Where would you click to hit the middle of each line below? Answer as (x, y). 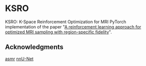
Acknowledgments (34, 47)
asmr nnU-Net (19, 59)
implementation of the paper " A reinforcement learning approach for (73, 26)
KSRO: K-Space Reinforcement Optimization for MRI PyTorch (65, 22)
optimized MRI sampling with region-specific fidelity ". (58, 32)
